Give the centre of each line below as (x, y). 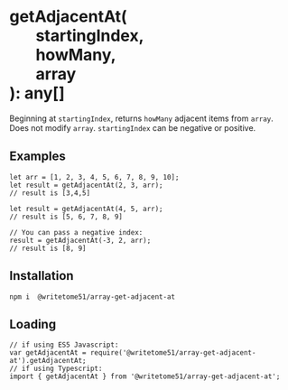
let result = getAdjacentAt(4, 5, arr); (87, 209)
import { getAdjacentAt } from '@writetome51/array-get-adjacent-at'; (145, 376)
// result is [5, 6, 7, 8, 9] (66, 217)
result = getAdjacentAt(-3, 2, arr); (80, 240)
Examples (37, 157)
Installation (42, 276)
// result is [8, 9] (48, 248)
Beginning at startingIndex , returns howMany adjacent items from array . (141, 118)
